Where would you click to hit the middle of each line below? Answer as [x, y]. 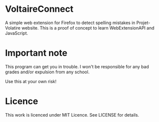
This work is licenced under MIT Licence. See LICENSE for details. [72, 115]
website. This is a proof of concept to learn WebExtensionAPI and [88, 28]
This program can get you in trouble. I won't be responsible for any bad [77, 66]
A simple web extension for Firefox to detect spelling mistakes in [70, 23]
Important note [36, 53]
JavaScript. [17, 33]
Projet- [143, 23]
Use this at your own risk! [31, 81]
